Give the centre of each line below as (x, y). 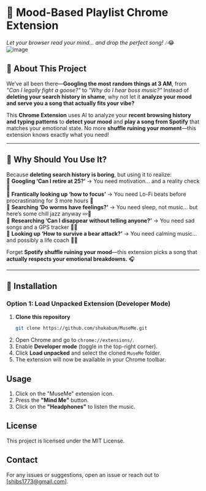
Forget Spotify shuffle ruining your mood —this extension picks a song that (102, 252)
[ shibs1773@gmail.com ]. (37, 481)
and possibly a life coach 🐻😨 (42, 240)
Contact (22, 460)
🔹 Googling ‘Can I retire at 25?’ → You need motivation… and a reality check (103, 181)
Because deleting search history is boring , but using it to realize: (89, 174)
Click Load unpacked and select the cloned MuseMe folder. (88, 353)
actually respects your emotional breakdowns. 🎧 (71, 259)
